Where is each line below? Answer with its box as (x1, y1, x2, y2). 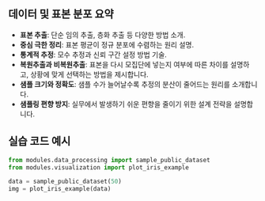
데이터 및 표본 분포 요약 (8, 7, 115, 21)
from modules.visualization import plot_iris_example (8, 163, 190, 172)
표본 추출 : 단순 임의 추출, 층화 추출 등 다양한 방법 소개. (19, 30, 186, 40)
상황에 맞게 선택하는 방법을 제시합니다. (30, 70, 149, 79)
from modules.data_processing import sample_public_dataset (8, 156, 211, 164)
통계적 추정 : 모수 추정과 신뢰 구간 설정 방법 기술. (19, 50, 168, 59)
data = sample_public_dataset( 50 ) (8, 177, 123, 186)
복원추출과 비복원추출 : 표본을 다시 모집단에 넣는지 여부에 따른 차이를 (19, 59, 229, 69)
